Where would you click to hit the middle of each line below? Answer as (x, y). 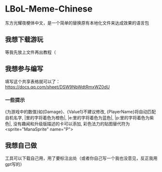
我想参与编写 (24, 69)
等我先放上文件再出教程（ (30, 52)
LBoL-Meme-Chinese (49, 9)
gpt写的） (15, 164)
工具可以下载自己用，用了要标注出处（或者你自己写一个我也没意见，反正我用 (81, 158)
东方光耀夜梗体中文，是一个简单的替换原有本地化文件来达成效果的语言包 (77, 23)
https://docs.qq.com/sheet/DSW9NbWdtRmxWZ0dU (58, 87)
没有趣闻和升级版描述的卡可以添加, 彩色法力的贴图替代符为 (71, 124)
